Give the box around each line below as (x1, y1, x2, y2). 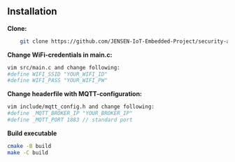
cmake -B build (7, 142, 52, 149)
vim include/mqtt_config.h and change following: (7, 103, 155, 111)
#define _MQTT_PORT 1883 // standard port (7, 116, 133, 123)
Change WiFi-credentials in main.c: (7, 50, 113, 59)
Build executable (7, 129, 57, 137)
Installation (7, 6, 57, 18)
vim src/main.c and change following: (7, 64, 120, 71)
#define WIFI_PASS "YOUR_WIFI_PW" (7, 77, 108, 84)
